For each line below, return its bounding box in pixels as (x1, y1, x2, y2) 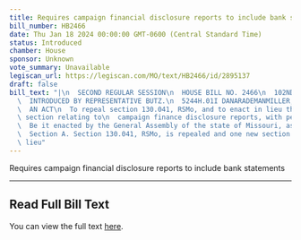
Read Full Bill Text (9, 197, 110, 212)
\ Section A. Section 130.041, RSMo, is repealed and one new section (17, 130, 291, 139)
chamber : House (9, 47, 66, 56)
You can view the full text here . (9, 220, 124, 231)
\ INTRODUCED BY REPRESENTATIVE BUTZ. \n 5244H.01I (17, 96, 219, 106)
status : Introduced (9, 38, 82, 47)
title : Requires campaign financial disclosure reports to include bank (9, 13, 287, 22)
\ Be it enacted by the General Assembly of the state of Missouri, (17, 122, 282, 131)
